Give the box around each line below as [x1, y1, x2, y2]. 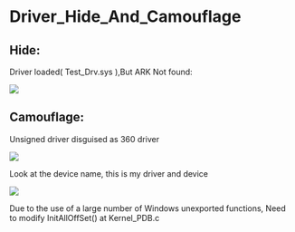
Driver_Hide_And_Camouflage [9, 6, 242, 27]
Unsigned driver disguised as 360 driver [9, 133, 160, 144]
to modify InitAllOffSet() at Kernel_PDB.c [9, 212, 160, 223]
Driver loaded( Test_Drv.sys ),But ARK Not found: [9, 66, 193, 77]
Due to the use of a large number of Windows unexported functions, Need [9, 202, 287, 214]
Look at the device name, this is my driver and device [9, 168, 209, 179]
